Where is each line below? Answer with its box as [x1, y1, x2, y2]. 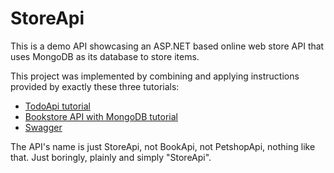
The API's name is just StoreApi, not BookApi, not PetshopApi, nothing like [10, 140, 316, 152]
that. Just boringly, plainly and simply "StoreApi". [10, 151, 212, 163]
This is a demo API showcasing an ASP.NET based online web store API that [10, 40, 325, 52]
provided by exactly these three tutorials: [10, 80, 180, 92]
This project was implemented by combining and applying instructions [10, 70, 300, 82]
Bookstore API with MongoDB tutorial [24, 110, 178, 122]
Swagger [24, 121, 63, 133]
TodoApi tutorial [24, 100, 91, 112]
